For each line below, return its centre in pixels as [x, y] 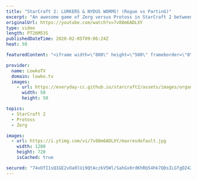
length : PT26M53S [27, 33]
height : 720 [31, 152]
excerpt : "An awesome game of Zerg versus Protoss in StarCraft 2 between [99, 17]
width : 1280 [31, 147]
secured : [17, 168]
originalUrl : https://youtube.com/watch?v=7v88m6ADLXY [74, 22]
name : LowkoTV [28, 71]
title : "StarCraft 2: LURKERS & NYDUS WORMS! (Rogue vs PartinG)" [89, 11]
